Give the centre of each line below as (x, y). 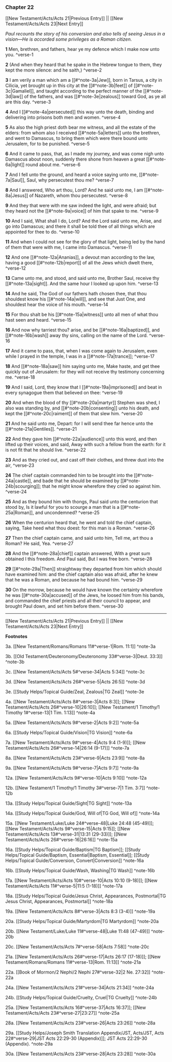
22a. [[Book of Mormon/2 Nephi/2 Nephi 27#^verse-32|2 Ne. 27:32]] (78, 972)
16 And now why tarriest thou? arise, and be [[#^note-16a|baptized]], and (83, 330)
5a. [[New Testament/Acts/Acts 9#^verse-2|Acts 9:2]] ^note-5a (72, 723)
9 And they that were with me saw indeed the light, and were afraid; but (81, 206)
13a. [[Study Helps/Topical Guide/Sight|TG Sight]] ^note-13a (69, 803)
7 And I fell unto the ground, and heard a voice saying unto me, (72, 175)
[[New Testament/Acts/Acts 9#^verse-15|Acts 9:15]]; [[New (68, 829)
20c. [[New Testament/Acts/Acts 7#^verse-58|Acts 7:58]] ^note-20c (77, 947)
